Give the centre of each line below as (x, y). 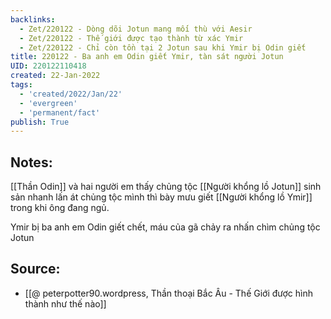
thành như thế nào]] (65, 303)
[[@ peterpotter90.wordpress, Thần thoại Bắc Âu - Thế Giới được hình (169, 293)
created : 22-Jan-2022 (55, 76)
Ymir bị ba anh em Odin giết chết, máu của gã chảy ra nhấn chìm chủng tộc (165, 227)
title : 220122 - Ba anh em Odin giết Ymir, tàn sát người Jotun (147, 57)
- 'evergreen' (48, 103)
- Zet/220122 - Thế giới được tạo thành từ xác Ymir (131, 38)
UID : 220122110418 (48, 66)
